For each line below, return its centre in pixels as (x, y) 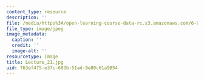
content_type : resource (36, 12)
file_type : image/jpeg (35, 29)
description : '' (27, 17)
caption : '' (27, 40)
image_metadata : (27, 34)
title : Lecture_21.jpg (35, 62)
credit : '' (25, 46)
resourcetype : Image (32, 57)
